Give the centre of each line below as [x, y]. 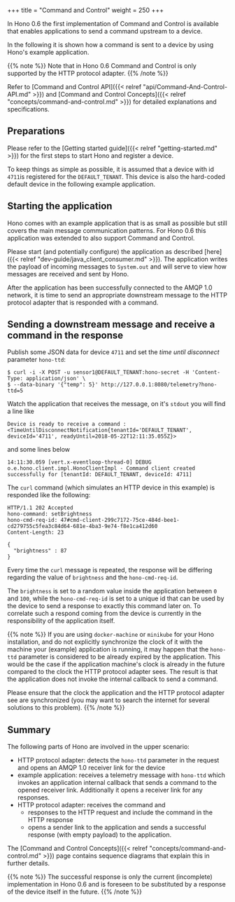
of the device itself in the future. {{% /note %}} [74, 892]
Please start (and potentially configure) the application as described [105, 251]
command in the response [65, 336]
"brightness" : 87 [41, 551]
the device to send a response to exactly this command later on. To [104, 606]
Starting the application [60, 206]
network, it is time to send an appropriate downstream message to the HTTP [117, 295]
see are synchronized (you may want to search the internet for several [108, 700]
